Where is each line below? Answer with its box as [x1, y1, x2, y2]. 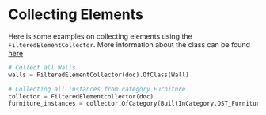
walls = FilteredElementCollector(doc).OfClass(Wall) [8, 71, 190, 79]
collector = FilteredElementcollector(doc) [8, 92, 154, 100]
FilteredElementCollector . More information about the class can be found [8, 39, 251, 49]
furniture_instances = [8, 100, 83, 108]
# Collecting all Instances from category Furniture [8, 85, 186, 93]
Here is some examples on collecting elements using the [8, 32, 192, 41]
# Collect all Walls [8, 63, 77, 72]
